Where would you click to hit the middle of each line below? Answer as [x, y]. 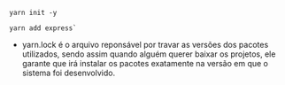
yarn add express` [43, 28]
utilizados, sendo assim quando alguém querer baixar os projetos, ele [149, 54]
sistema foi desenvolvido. [69, 73]
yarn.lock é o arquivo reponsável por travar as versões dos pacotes [145, 45]
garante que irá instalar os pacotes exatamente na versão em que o [145, 63]
